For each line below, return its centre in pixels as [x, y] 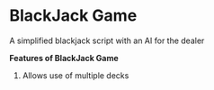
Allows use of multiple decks [76, 75]
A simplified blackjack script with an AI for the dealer [107, 40]
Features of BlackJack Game [64, 58]
